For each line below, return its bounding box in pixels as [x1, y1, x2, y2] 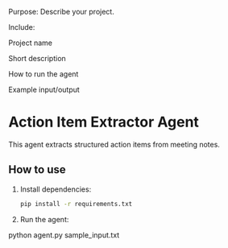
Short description [8, 54, 66, 63]
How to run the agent [8, 69, 79, 79]
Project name [8, 38, 53, 48]
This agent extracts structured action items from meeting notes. [8, 139, 220, 149]
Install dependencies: [19, 184, 92, 194]
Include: [8, 23, 35, 31]
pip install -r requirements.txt [19, 200, 133, 208]
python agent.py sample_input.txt [8, 229, 120, 240]
